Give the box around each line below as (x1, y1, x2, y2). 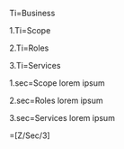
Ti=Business (9, 8, 56, 18)
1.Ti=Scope (9, 25, 51, 35)
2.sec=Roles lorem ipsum (9, 95, 103, 106)
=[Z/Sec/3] (9, 130, 51, 141)
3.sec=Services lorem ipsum (9, 113, 115, 123)
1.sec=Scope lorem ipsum (9, 78, 105, 88)
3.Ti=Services (9, 61, 61, 70)
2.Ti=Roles (9, 42, 49, 53)
